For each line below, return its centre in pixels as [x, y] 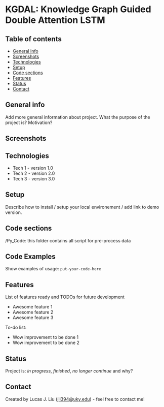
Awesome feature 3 [33, 318]
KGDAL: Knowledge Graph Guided [78, 9]
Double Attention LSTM [55, 20]
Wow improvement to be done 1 [46, 337]
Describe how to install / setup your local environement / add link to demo [82, 207]
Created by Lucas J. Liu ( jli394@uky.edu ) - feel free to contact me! [75, 399]
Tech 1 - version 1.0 [33, 168]
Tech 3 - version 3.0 [34, 179]
